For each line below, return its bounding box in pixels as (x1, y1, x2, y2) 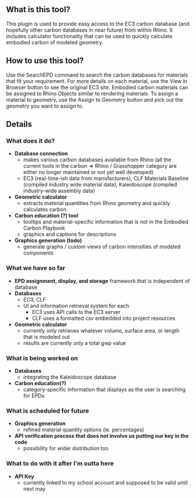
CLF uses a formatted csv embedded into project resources (32, 314, 176, 321)
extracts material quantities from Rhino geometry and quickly (23, 200, 170, 207)
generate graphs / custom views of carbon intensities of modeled (23, 243, 181, 250)
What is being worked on (6, 354, 78, 362)
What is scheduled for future (6, 406, 89, 414)
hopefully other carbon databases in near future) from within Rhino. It (6, 26, 173, 33)
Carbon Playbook (23, 224, 65, 231)
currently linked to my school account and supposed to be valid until (23, 479, 188, 486)
